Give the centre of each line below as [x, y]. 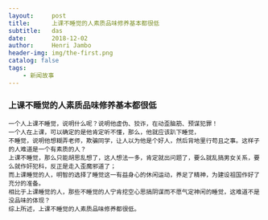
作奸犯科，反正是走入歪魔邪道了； [68, 166]
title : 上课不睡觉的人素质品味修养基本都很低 [84, 23]
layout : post [37, 16]
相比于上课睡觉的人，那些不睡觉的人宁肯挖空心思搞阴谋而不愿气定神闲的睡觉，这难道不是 [134, 192]
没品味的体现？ [29, 200]
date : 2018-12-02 [48, 38]
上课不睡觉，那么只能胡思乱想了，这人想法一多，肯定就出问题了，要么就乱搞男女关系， [131, 157]
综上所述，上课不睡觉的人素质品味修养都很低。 [74, 209]
